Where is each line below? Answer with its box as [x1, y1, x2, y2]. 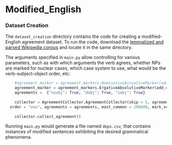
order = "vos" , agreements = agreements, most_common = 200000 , [10, 104, 150, 110]
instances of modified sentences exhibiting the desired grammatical [5, 129, 148, 135]
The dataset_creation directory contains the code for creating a [5, 33, 141, 39]
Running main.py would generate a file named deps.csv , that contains [5, 123, 151, 129]
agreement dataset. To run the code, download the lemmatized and [21, 39, 164, 45]
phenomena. [5, 134, 32, 140]
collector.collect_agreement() [14, 114, 81, 119]
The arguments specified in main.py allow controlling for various [5, 54, 140, 60]
